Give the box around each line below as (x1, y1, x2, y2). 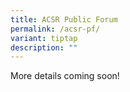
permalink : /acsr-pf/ (10, 24, 101, 34)
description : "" (10, 42, 78, 53)
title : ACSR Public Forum (10, 14, 118, 25)
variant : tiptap (10, 33, 78, 43)
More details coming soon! (10, 70, 120, 82)
